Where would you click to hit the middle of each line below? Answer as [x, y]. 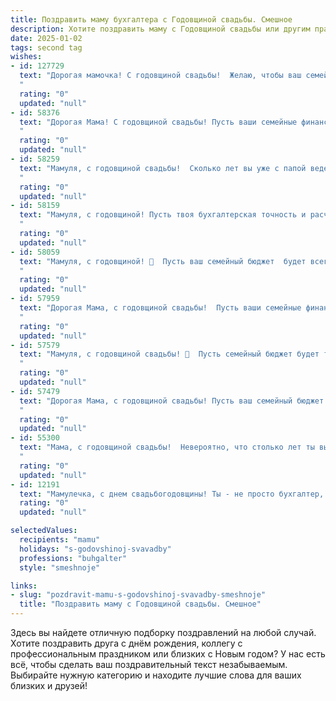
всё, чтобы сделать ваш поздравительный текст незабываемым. [149, 664]
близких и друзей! [49, 685]
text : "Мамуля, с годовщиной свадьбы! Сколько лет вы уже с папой [163, 168]
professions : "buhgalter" [73, 558]
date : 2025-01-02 [46, 38]
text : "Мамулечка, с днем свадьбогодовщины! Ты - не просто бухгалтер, [172, 494]
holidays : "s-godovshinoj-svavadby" [95, 549]
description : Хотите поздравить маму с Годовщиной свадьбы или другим [160, 29]
